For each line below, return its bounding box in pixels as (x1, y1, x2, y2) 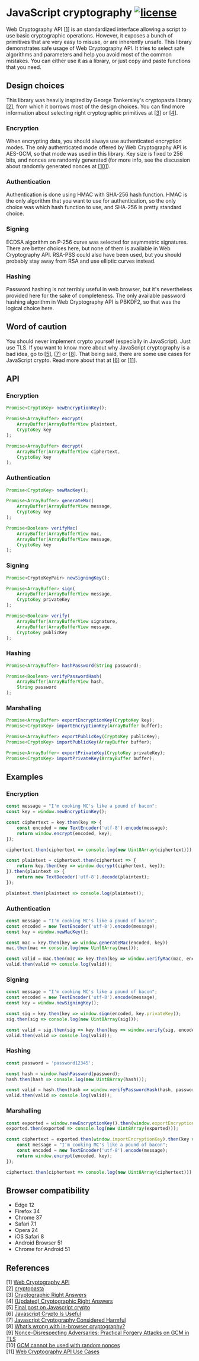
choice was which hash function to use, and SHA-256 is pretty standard (6, 204, 182, 211)
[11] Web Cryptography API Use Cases (6, 1348, 99, 1355)
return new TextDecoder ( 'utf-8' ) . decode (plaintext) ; (17, 874, 150, 880)
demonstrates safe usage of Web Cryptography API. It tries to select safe (6, 45, 185, 52)
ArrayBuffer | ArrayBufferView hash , (17, 679, 105, 685)
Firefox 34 (14, 1208, 40, 1215)
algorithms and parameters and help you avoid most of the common (6, 51, 172, 58)
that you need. (6, 63, 41, 71)
